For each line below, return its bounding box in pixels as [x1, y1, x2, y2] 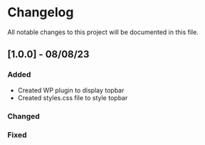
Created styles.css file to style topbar [17, 93, 128, 102]
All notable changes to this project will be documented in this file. [7, 28, 199, 36]
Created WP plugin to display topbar [17, 86, 125, 95]
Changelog [7, 4, 74, 21]
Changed [7, 111, 41, 121]
